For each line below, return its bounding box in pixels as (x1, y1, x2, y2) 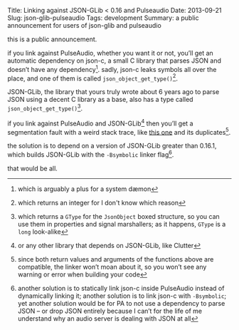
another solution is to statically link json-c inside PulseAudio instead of (17, 284, 225, 292)
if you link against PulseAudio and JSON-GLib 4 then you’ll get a (7, 118, 193, 128)
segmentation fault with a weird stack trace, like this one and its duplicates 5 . (7, 126, 231, 136)
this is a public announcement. (7, 35, 97, 43)
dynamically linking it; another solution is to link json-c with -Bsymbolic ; (17, 292, 227, 300)
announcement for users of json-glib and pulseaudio (7, 21, 161, 29)
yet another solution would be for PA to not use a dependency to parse (17, 299, 225, 307)
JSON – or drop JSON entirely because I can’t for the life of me (17, 306, 203, 315)
